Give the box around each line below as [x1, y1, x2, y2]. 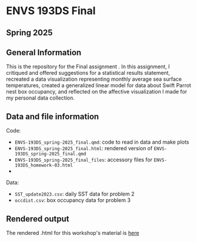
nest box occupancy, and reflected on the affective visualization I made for [6, 88, 188, 95]
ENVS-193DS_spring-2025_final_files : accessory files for [14, 156, 153, 163]
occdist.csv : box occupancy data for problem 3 [14, 197, 131, 204]
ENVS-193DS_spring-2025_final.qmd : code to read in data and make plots [14, 138, 189, 145]
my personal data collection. [6, 94, 75, 101]
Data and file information [6, 111, 99, 121]
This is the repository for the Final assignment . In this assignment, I [6, 63, 170, 70]
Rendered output [6, 214, 69, 224]
